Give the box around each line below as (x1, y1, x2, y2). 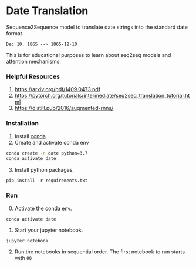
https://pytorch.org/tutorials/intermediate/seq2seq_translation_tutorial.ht (14, 92, 190, 99)
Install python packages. (14, 166, 75, 173)
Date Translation (6, 4, 89, 18)
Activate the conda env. (14, 205, 72, 212)
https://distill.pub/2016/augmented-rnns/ (14, 105, 114, 112)
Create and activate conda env (14, 139, 89, 146)
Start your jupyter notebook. (14, 226, 83, 233)
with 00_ (14, 254, 35, 261)
